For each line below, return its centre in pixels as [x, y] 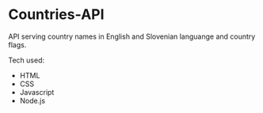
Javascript [37, 92]
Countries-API [56, 15]
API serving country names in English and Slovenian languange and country [132, 36]
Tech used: [27, 60]
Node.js [32, 100]
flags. [17, 44]
